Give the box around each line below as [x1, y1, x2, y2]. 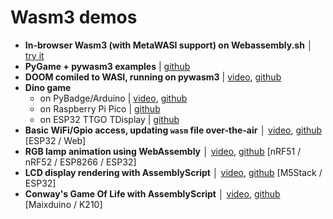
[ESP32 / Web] [24, 134, 87, 146]
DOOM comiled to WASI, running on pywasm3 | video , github [24, 71, 282, 83]
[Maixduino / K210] [24, 198, 103, 210]
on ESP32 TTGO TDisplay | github [39, 113, 180, 125]
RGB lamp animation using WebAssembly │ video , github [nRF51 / [24, 145, 302, 157]
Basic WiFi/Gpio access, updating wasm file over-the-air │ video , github [24, 124, 323, 136]
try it [24, 49, 45, 61]
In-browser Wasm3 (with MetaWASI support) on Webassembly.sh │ [24, 39, 313, 51]
